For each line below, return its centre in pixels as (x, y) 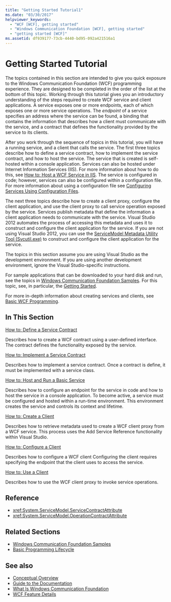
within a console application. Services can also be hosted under (88, 164)
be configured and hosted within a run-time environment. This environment (84, 401)
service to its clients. (27, 132)
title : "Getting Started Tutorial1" (44, 10)
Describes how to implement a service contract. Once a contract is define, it (86, 365)
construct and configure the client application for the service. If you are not (84, 228)
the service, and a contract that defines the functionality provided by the (82, 127)
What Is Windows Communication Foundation (60, 589)
